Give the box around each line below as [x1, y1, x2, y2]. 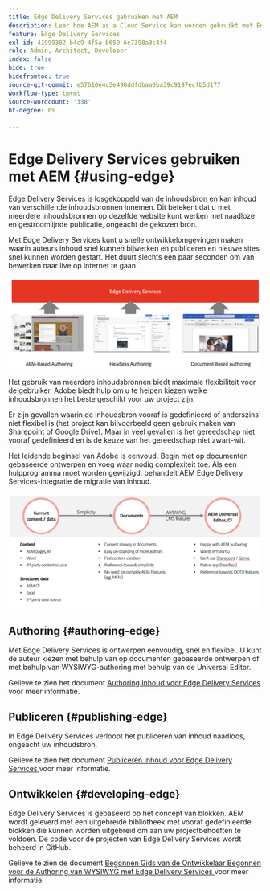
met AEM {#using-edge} [8, 167, 175, 186]
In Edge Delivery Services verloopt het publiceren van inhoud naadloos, [8, 731, 246, 741]
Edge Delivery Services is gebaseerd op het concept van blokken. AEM [8, 808, 244, 818]
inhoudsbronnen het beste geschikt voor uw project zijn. [8, 394, 195, 404]
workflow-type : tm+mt [8, 89, 81, 97]
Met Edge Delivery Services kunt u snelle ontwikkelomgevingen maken [8, 235, 243, 245]
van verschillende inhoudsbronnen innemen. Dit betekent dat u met [8, 202, 231, 212]
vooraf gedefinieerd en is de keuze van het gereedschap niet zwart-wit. [8, 435, 247, 445]
